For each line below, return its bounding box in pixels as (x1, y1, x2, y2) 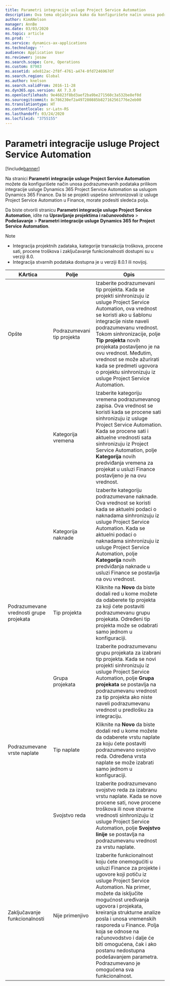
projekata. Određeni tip (96, 615, 151, 622)
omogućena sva (96, 966, 134, 973)
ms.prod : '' (5, 36, 30, 41)
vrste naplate (8, 749, 39, 756)
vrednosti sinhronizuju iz (96, 811, 154, 818)
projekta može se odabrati (96, 622, 158, 629)
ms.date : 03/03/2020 (5, 26, 49, 31)
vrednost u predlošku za (96, 706, 153, 713)
